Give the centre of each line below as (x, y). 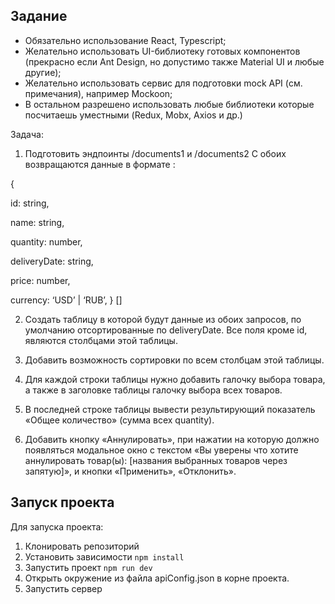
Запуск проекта (62, 502)
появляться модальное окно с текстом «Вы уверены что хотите (161, 450)
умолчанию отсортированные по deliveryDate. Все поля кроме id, (166, 330)
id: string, (30, 203)
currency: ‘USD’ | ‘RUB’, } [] (66, 300)
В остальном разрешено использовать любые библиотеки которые (169, 104)
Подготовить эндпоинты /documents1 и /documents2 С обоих (155, 153)
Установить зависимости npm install (104, 556)
